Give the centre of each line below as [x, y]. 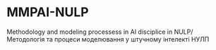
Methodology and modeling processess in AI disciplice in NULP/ [100, 32]
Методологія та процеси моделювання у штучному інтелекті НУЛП [108, 39]
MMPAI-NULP [48, 12]
